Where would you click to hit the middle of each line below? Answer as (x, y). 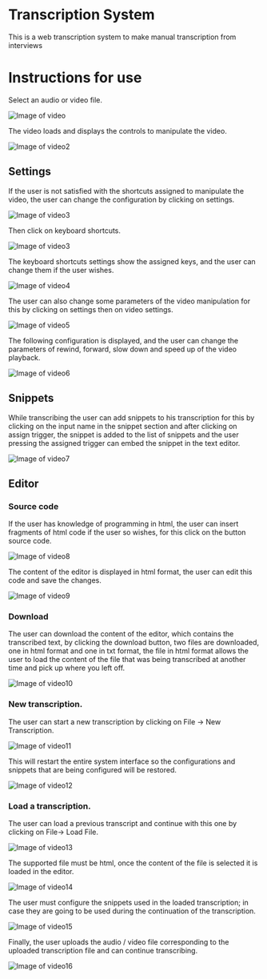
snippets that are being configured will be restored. (93, 769)
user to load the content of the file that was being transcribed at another (127, 660)
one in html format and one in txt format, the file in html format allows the (129, 651)
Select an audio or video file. (55, 100)
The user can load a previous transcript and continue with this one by (123, 824)
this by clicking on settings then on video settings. (91, 309)
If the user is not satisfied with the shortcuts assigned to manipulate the (126, 191)
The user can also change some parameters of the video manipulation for (129, 301)
